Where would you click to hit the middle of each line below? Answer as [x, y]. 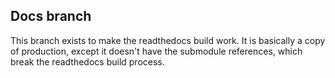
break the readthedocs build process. [87, 61]
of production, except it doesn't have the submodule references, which [156, 51]
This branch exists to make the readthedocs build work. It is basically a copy [168, 40]
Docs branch [51, 16]
